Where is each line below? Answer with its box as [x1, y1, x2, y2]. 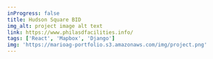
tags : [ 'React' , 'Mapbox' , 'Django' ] [7, 35, 115, 42]
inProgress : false [7, 9, 60, 17]
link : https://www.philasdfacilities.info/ [7, 28, 134, 36]
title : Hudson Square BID [7, 16, 81, 23]
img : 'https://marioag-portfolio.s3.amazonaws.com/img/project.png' [7, 41, 208, 48]
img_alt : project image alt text [7, 22, 103, 29]
